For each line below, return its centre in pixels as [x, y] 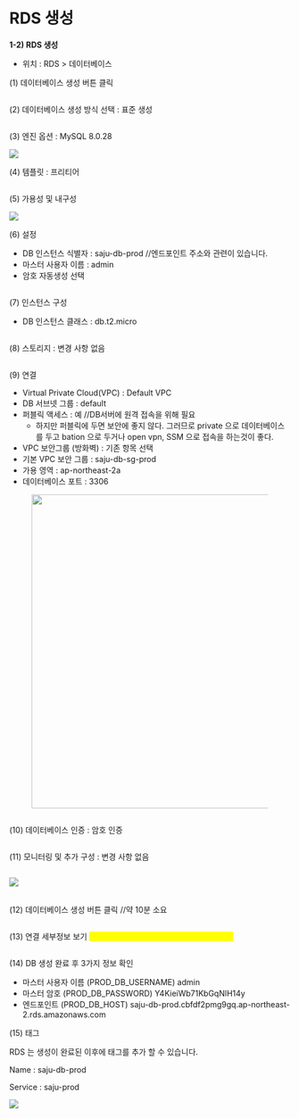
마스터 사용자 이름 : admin [68, 264]
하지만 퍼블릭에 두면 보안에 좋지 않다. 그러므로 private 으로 [137, 426]
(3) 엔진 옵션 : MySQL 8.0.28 [61, 136]
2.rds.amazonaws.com [64, 1014]
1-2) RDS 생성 [34, 45]
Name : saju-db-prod [48, 1069]
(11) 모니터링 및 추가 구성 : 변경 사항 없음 [79, 857]
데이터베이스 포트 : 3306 [65, 481]
